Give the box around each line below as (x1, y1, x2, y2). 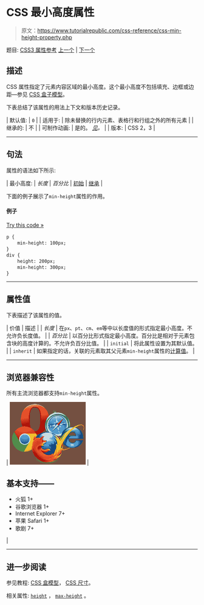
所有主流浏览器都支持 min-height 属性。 (6, 390, 103, 397)
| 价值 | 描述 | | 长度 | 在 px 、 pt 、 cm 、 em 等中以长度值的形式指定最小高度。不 (6, 324, 193, 331)
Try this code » (6, 221, 44, 229)
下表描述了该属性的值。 (6, 311, 65, 319)
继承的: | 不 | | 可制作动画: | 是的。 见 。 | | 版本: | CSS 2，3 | (6, 124, 155, 131)
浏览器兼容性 (6, 372, 55, 382)
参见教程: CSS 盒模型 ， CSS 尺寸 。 (6, 579, 94, 587)
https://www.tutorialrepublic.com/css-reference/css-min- (37, 27, 182, 34)
